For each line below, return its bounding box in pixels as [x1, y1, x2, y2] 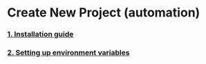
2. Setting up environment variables [7, 48, 130, 58]
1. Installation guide [7, 30, 74, 39]
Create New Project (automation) [7, 5, 200, 21]
